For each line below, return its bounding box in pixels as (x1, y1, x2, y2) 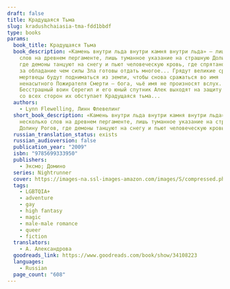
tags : (13, 182, 29, 189)
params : (7, 36, 29, 42)
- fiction (19, 233, 48, 240)
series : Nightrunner (13, 169, 72, 176)
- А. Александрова (19, 246, 72, 253)
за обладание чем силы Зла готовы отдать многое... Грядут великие (19, 67, 216, 74)
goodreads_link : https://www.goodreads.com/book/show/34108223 (13, 252, 197, 259)
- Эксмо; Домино (19, 162, 66, 170)
